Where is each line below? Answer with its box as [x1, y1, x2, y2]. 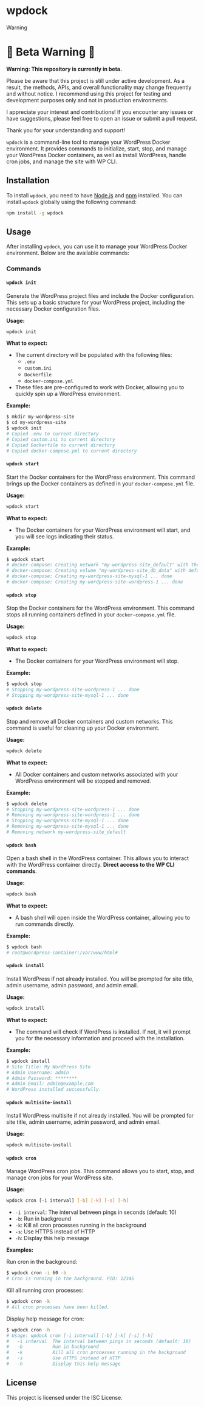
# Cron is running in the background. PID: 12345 [6, 1275, 135, 1282]
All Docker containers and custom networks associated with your [15, 770, 178, 778]
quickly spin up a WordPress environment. [15, 390, 121, 398]
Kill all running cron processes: [6, 1286, 84, 1294]
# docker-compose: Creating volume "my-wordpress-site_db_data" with [6, 568, 186, 574]
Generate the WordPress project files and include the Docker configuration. [6, 292, 195, 299]
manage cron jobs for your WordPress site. [6, 1174, 114, 1182]
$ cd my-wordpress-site [6, 420, 67, 426]
